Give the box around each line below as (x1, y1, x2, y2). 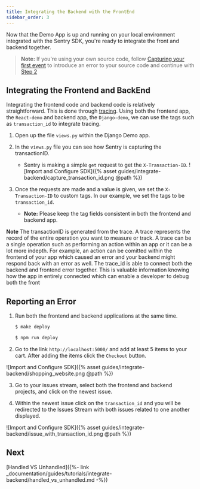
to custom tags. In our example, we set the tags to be (53, 192, 185, 200)
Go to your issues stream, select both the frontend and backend (14, 381, 173, 388)
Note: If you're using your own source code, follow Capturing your (20, 55, 185, 62)
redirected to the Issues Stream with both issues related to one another (14, 406, 190, 413)
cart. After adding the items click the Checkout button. (14, 352, 146, 359)
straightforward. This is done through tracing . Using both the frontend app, (6, 107, 190, 114)
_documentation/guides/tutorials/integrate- (6, 470, 112, 477)
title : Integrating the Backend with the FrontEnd (6, 8, 135, 15)
